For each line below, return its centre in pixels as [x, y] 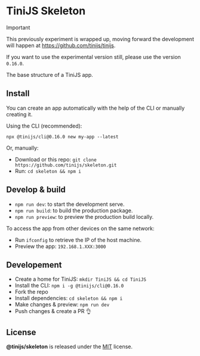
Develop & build [36, 190]
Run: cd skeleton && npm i [48, 171]
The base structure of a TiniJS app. [50, 75]
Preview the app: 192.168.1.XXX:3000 [60, 246]
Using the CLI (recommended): [44, 126]
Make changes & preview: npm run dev [62, 305]
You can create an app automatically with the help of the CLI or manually [96, 108]
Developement [34, 264]
